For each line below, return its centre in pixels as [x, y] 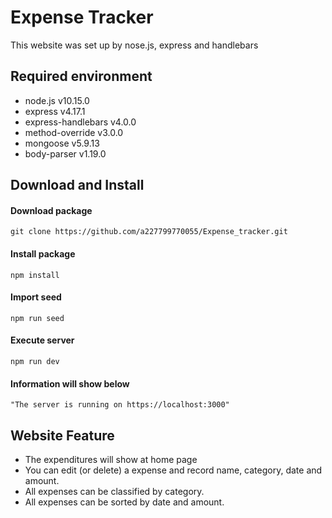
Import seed [36, 297]
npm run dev [35, 361]
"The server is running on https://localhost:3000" [120, 405]
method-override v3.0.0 [74, 132]
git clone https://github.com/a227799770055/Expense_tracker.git [149, 232]
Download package [51, 210]
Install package [43, 253]
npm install [35, 275]
